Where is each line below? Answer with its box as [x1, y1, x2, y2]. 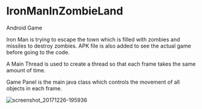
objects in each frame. [6, 84, 62, 92]
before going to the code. [6, 48, 70, 55]
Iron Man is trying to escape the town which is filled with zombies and [6, 36, 180, 43]
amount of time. [6, 66, 46, 73]
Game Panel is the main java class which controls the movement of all [6, 78, 180, 86]
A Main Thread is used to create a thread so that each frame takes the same [6, 60, 196, 67]
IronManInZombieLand [6, 4, 123, 18]
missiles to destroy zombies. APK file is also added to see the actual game [6, 42, 192, 49]
